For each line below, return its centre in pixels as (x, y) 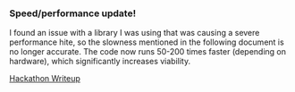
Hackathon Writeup (45, 79)
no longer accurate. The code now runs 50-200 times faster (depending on (148, 52)
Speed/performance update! (73, 13)
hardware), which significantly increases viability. (100, 62)
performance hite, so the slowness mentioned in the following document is (147, 42)
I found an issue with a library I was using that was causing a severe (135, 33)
